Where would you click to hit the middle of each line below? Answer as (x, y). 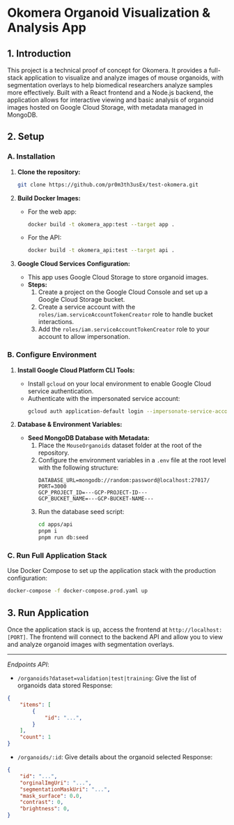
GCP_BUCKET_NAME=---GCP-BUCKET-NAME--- (96, 499)
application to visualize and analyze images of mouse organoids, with (124, 78)
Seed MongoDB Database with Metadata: (88, 438)
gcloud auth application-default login (86, 411)
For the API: (45, 238)
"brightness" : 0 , (45, 809)
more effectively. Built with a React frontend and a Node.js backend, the (110, 93)
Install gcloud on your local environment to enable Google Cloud (119, 384)
